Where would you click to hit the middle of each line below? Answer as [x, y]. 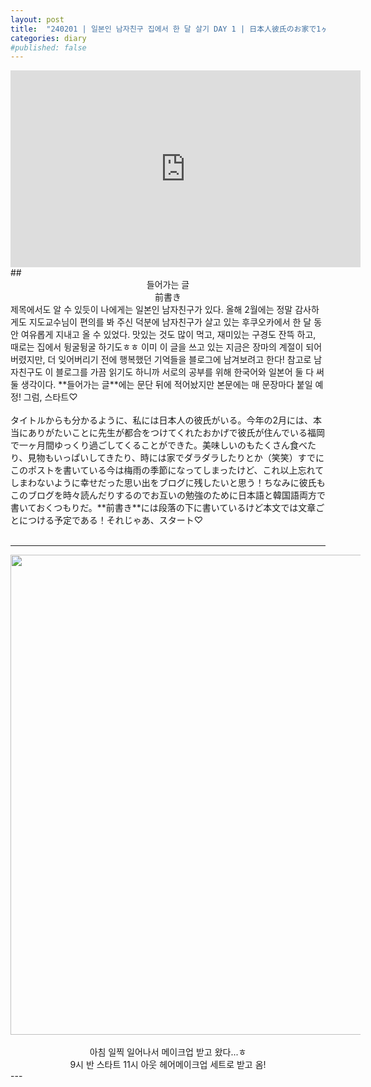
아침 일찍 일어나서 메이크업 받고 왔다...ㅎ [168, 1052]
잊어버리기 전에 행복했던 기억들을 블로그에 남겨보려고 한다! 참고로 [185, 360]
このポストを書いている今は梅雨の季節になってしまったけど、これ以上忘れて [167, 470]
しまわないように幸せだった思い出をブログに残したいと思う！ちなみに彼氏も [168, 483]
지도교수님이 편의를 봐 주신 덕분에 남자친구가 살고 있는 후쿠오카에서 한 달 [170, 322]
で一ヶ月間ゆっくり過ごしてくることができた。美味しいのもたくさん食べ [159, 445]
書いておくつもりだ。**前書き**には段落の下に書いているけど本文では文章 [163, 508]
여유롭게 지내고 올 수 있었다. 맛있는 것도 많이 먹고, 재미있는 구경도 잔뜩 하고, [168, 335]
